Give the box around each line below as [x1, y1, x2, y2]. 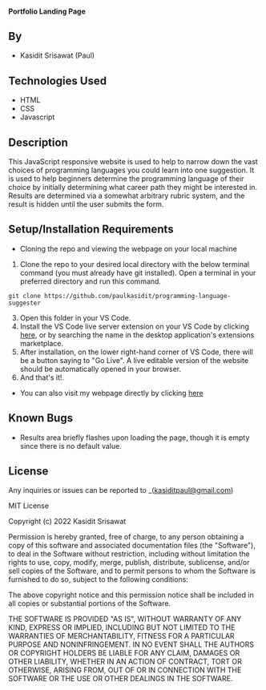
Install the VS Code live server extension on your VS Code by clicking [19, 321, 250, 331]
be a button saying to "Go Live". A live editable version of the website [19, 355, 249, 365]
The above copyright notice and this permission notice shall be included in [8, 590, 254, 600]
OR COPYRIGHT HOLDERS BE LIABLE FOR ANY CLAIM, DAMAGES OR [8, 648, 240, 658]
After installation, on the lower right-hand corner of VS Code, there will [19, 347, 254, 357]
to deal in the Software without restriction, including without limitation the [8, 549, 250, 559]
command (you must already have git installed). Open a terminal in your [19, 268, 256, 277]
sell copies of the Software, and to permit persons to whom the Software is [8, 566, 256, 576]
